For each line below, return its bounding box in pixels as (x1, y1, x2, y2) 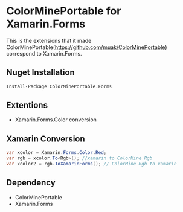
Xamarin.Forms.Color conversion (14, 116, 97, 123)
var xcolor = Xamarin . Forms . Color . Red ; (6, 150, 107, 156)
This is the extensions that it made (6, 37, 92, 44)
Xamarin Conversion (6, 133, 86, 144)
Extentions (6, 100, 48, 111)
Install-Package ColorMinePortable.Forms (6, 83, 112, 89)
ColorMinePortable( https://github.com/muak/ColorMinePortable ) (6, 43, 167, 51)
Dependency (6, 178, 56, 188)
